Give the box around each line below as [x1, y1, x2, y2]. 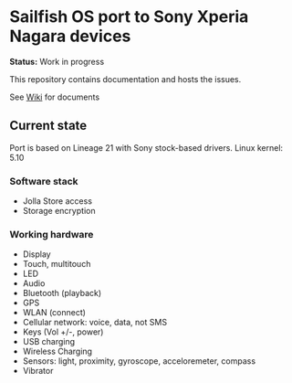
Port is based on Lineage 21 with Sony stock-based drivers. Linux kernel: [9, 142, 284, 153]
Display [22, 249, 52, 260]
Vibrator [22, 366, 54, 377]
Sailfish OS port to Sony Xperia [9, 6, 249, 27]
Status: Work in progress [9, 56, 105, 67]
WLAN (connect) [22, 307, 87, 318]
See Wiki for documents [9, 91, 100, 102]
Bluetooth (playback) [22, 288, 102, 299]
